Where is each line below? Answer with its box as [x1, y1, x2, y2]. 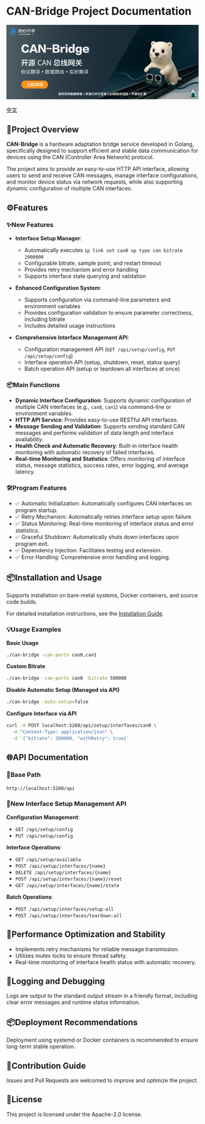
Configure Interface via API [6, 710, 77, 718]
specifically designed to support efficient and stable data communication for [6, 147, 198, 154]
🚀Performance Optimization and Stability [6, 929, 166, 940]
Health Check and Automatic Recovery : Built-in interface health [15, 442, 178, 450]
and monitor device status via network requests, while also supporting [6, 178, 183, 186]
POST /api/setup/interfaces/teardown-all [15, 912, 122, 919]
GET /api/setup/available [15, 856, 81, 863]
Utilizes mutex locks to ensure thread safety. [15, 952, 128, 959]
